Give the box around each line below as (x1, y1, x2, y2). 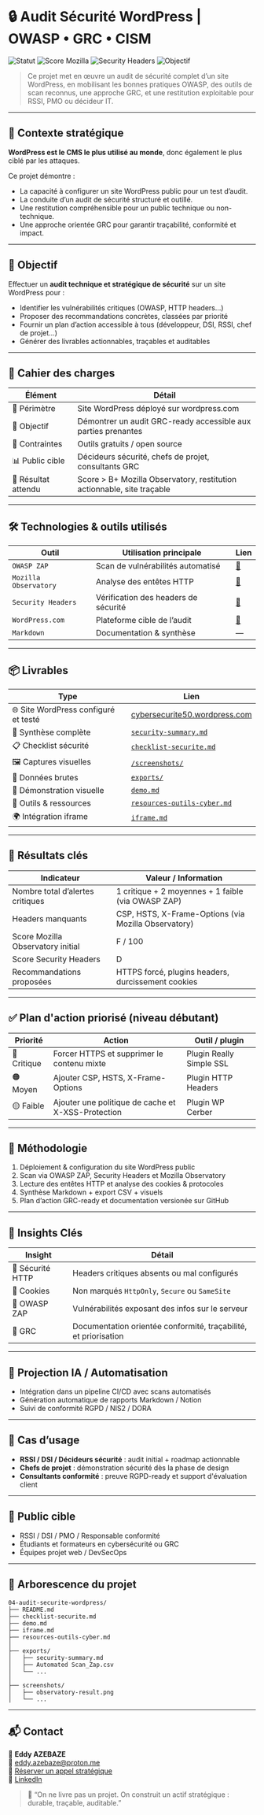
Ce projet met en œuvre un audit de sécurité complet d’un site (27, 71, 229, 80)
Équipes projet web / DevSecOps (19, 1547, 127, 1557)
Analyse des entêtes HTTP (95, 576, 194, 587)
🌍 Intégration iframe (12, 811, 89, 821)
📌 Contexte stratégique (8, 127, 124, 140)
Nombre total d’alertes (12, 885, 94, 896)
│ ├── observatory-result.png (8, 1688, 114, 1696)
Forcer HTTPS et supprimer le (53, 1048, 163, 1059)
